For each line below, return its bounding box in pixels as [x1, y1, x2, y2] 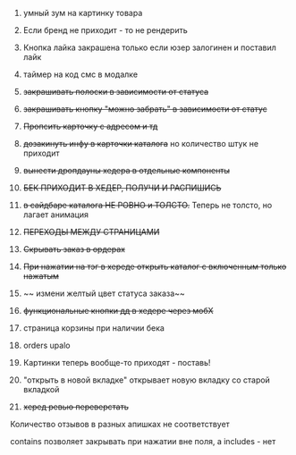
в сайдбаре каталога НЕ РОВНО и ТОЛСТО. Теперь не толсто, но [22, 200, 273, 210]
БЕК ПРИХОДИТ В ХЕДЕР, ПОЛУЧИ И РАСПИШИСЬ [22, 182, 222, 193]
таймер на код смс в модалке [22, 69, 138, 80]
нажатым [22, 271, 59, 281]
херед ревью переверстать [22, 401, 129, 412]
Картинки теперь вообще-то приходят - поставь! [22, 358, 211, 367]
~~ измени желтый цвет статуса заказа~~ [22, 288, 186, 299]
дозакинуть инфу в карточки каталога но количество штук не [22, 139, 258, 148]
